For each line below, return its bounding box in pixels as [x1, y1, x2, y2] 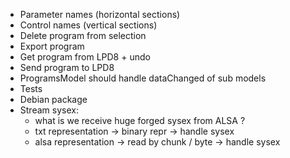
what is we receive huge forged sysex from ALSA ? [34, 115, 246, 126]
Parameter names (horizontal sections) [19, 9, 181, 20]
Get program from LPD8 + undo [19, 51, 151, 63]
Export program [19, 40, 85, 52]
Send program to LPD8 [19, 62, 115, 73]
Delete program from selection [19, 30, 147, 41]
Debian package [19, 94, 88, 105]
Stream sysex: [19, 104, 79, 116]
